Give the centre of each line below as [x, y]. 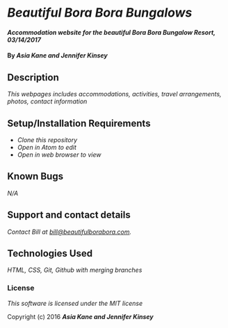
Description [33, 77]
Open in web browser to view [59, 155]
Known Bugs [35, 176]
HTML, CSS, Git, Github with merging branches [75, 270]
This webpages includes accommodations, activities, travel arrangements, [114, 94]
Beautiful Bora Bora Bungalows [100, 13]
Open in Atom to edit [47, 147]
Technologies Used [50, 253]
